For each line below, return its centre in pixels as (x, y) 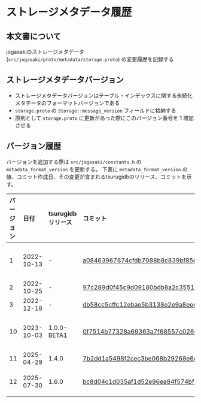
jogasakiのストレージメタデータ (45, 52)
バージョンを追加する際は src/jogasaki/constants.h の (74, 162)
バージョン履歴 (34, 146)
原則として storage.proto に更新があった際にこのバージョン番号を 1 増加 (104, 118)
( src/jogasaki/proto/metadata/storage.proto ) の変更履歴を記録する (90, 59)
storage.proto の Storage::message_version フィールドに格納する (95, 110)
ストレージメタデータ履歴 (69, 12)
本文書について (34, 36)
